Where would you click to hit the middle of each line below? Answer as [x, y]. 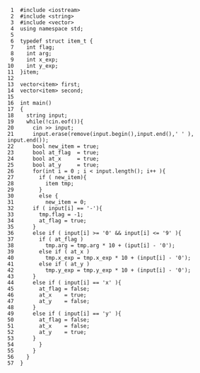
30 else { [33, 196]
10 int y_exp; [33, 66]
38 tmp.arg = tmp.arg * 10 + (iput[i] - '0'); [91, 246]
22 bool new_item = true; [53, 147]
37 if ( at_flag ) [45, 239]
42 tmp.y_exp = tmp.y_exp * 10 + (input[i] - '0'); [99, 270]
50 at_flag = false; [49, 320]
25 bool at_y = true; [53, 165]
